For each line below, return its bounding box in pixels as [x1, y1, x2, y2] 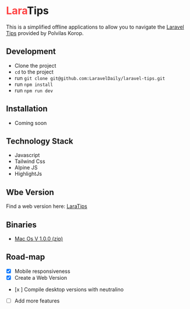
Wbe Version [6, 187, 54, 197]
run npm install [14, 81, 54, 88]
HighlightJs [14, 171, 43, 178]
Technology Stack [6, 136, 73, 146]
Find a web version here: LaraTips [6, 203, 87, 210]
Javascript [14, 152, 40, 159]
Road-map [6, 252, 45, 262]
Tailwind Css [14, 158, 45, 165]
